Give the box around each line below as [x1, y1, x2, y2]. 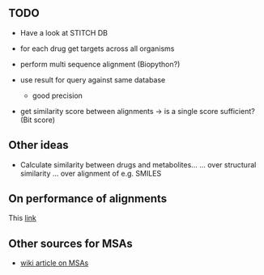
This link [8, 214, 36, 223]
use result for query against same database [19, 74, 166, 84]
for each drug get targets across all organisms [19, 44, 175, 53]
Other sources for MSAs [8, 236, 133, 250]
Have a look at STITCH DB [19, 27, 108, 37]
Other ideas [8, 138, 69, 152]
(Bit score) [19, 115, 55, 125]
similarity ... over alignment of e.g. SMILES [19, 168, 162, 178]
